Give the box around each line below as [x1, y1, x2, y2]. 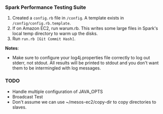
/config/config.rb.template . [12, 20, 71, 26]
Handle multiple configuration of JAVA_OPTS [12, 89, 103, 94]
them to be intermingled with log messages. [12, 65, 101, 71]
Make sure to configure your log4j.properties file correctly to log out [12, 55, 150, 61]
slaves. [12, 104, 27, 110]
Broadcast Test [12, 93, 43, 99]
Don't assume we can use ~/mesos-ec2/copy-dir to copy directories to [12, 99, 156, 105]
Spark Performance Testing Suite [5, 4, 86, 11]
